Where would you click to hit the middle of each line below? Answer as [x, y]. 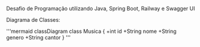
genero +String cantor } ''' [38, 37]
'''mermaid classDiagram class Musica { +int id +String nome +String [91, 31]
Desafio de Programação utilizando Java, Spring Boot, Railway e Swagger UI [101, 9]
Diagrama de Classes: [33, 20]
